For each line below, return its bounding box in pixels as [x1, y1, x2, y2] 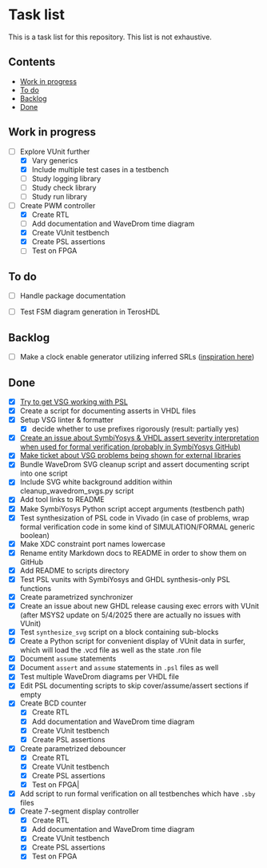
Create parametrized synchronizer [19, 592, 133, 601]
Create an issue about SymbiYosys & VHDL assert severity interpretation [19, 433, 260, 443]
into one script [19, 468, 68, 478]
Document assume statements [19, 654, 117, 664]
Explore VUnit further [19, 147, 90, 156]
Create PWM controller [19, 200, 96, 210]
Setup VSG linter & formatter [19, 415, 114, 425]
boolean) [19, 530, 50, 540]
